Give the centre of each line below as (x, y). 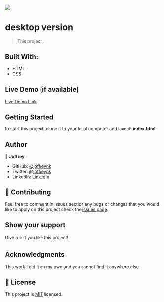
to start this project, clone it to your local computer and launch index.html (80, 129)
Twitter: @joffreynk (32, 172)
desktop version (39, 28)
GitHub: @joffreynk (32, 166)
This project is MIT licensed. (34, 294)
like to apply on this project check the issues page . (57, 209)
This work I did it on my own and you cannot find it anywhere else (72, 267)
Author (16, 145)
